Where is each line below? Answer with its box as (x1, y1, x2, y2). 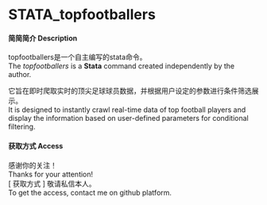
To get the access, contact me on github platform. (8, 188, 172, 197)
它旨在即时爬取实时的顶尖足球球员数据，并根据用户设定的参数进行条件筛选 (8, 86, 252, 96)
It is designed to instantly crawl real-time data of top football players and (8, 105, 246, 114)
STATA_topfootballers (8, 6, 157, 24)
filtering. (8, 122, 36, 132)
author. (8, 70, 32, 79)
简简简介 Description (8, 33, 78, 43)
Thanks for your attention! (8, 169, 94, 179)
